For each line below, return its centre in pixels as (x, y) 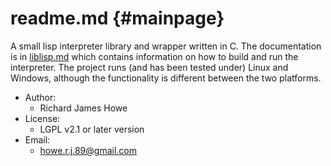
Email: (37, 139)
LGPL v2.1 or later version (92, 129)
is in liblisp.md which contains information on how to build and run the (154, 56)
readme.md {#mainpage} (117, 18)
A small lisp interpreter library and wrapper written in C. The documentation (166, 46)
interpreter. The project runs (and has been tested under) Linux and (149, 67)
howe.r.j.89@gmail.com (88, 150)
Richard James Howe (83, 108)
